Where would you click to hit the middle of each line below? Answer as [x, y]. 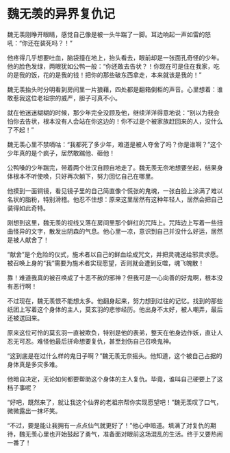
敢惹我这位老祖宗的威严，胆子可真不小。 [64, 98]
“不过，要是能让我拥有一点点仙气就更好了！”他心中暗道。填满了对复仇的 [109, 425]
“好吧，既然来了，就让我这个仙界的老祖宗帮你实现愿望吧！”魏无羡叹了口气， [115, 402]
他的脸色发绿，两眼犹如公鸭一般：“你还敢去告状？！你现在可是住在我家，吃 [114, 66]
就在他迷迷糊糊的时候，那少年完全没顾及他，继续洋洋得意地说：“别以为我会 [114, 112]
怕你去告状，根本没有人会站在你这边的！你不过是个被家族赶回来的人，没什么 [115, 121]
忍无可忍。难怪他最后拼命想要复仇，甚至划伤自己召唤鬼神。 [91, 341]
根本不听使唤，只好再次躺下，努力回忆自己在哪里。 [85, 176]
